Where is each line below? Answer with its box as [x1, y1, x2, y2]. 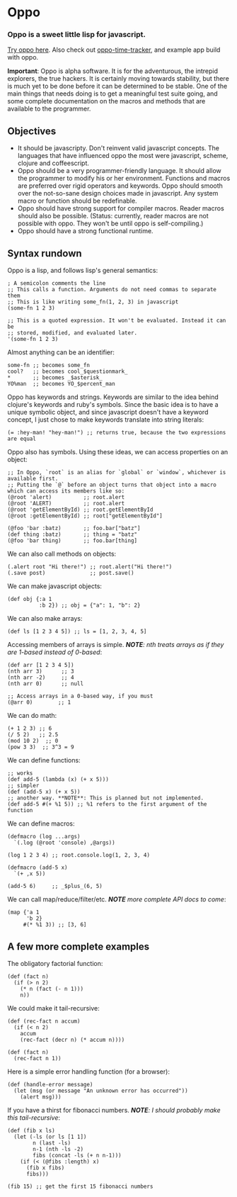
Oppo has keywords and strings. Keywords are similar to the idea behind [7, 393, 219, 401]
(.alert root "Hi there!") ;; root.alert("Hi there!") [7, 563, 173, 571]
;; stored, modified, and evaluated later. [7, 330, 138, 337]
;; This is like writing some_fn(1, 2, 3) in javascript [7, 298, 179, 305]
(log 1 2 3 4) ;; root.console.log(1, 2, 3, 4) [7, 852, 151, 859]
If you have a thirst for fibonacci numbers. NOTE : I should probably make [7, 1106, 221, 1114]
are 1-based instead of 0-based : [7, 648, 103, 656]
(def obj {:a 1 [7, 596, 52, 603]
